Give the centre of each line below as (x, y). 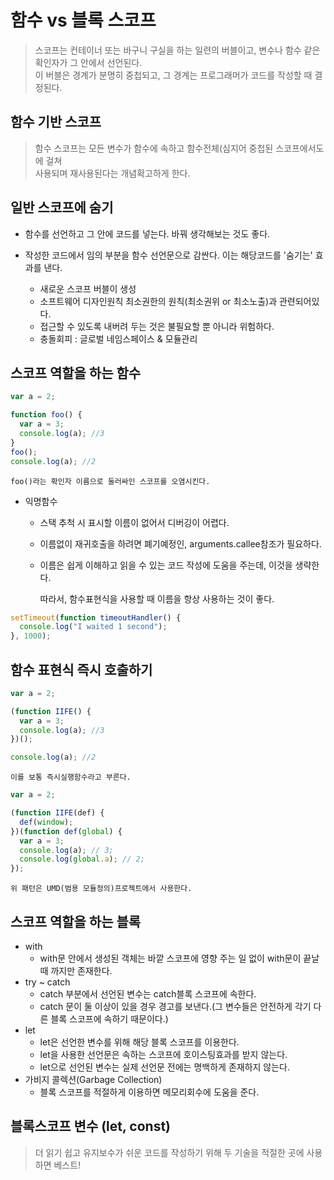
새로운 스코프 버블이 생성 (88, 288)
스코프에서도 (300, 148)
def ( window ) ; (46, 822)
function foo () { (46, 415)
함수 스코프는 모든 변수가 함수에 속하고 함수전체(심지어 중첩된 (154, 148)
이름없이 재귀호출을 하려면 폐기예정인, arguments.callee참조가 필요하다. (180, 543)
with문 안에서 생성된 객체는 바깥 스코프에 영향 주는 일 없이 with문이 (170, 958)
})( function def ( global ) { (66, 831)
